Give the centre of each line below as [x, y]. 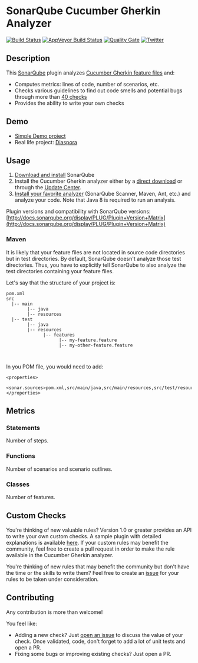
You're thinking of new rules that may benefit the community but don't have [98, 567]
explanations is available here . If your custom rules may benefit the [88, 542]
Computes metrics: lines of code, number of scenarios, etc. [87, 84]
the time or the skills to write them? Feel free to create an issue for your [93, 573]
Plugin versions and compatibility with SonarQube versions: [78, 212]
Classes [18, 484]
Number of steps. [27, 441]
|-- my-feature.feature [88, 340]
